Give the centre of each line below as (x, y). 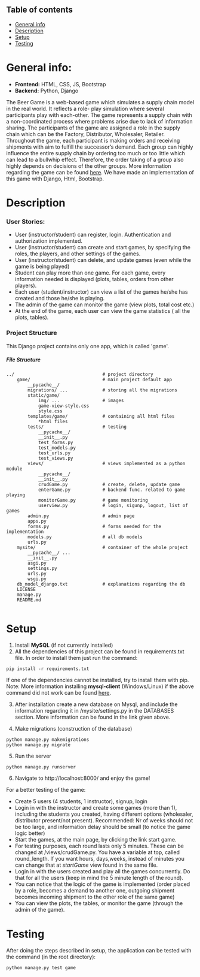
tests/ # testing (77, 427)
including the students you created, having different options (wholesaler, (104, 814)
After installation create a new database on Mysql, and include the (96, 704)
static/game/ (44, 395)
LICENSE (26, 589)
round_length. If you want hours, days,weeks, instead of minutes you (100, 859)
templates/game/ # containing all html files (101, 416)
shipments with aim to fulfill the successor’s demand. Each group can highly (100, 147)
